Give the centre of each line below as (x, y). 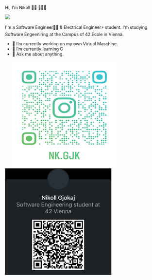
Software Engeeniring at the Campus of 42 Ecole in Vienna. (64, 34)
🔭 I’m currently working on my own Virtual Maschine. (65, 44)
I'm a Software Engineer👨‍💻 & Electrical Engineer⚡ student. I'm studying (76, 27)
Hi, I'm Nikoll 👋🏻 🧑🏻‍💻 (26, 8)
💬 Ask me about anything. (38, 54)
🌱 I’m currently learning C (38, 49)
